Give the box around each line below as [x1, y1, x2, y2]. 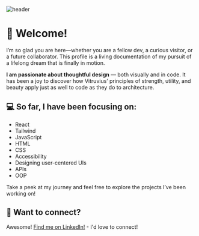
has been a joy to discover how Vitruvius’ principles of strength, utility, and [6, 77, 191, 84]
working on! [6, 190, 36, 197]
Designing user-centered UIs [14, 159, 87, 166]
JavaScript [14, 133, 42, 141]
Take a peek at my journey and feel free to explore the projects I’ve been [6, 183, 186, 190]
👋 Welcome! [6, 27, 68, 40]
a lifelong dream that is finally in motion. [6, 59, 105, 66]
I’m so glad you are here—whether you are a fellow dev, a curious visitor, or [6, 46, 194, 53]
